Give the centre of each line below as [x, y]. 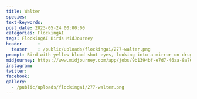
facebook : [18, 76]
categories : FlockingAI [35, 33]
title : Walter [23, 11]
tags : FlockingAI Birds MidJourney [50, 38]
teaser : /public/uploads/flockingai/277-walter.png [81, 49]
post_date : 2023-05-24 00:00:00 [45, 28]
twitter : [17, 71]
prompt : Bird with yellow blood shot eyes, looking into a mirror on [93, 55]
